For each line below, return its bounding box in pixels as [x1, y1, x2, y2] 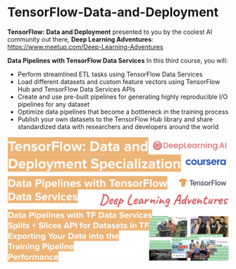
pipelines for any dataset [17, 100, 90, 108]
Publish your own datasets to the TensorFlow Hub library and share [17, 114, 213, 124]
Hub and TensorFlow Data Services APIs [17, 85, 136, 93]
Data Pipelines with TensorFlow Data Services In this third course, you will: [7, 56, 228, 64]
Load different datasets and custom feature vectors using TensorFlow [17, 77, 221, 85]
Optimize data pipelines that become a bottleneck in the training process [17, 107, 229, 116]
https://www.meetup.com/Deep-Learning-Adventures [7, 42, 163, 51]
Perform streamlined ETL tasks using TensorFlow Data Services [17, 70, 203, 78]
